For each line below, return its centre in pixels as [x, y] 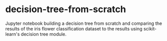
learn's [13, 34]
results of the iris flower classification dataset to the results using [74, 28]
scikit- [150, 28]
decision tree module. [44, 34]
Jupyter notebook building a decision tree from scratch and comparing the [84, 23]
